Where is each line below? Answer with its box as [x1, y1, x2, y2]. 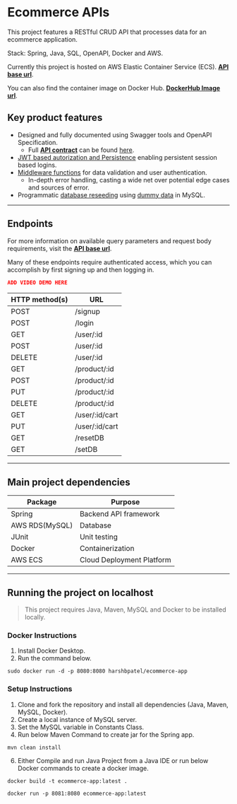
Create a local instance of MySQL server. [17, 715, 138, 723]
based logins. [17, 161, 57, 169]
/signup [75, 307, 100, 317]
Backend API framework [80, 509, 160, 519]
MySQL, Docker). [17, 708, 68, 716]
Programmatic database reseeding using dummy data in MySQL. [17, 190, 206, 199]
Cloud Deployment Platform [80, 555, 171, 565]
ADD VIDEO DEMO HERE [7, 279, 68, 286]
